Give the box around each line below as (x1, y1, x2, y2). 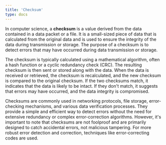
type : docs (5, 12, 28, 17)
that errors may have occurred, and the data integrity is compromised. (5, 88, 150, 94)
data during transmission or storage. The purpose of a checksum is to (5, 41, 149, 47)
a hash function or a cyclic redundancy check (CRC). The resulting (5, 62, 142, 68)
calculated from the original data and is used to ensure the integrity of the (5, 36, 157, 42)
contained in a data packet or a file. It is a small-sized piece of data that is (5, 31, 157, 37)
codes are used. (5, 135, 38, 141)
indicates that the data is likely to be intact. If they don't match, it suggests (5, 83, 158, 89)
